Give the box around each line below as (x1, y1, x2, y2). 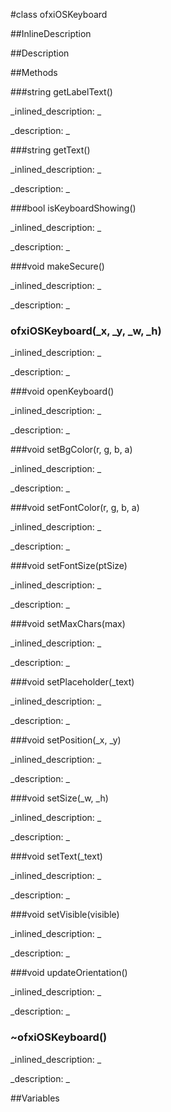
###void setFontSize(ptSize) (10, 560, 128, 572)
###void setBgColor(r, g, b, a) (10, 444, 133, 456)
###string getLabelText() (10, 86, 113, 98)
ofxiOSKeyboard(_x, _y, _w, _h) (10, 324, 162, 338)
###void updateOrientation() (10, 967, 128, 979)
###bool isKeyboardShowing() (10, 202, 137, 214)
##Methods (10, 67, 58, 78)
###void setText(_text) (10, 850, 103, 863)
